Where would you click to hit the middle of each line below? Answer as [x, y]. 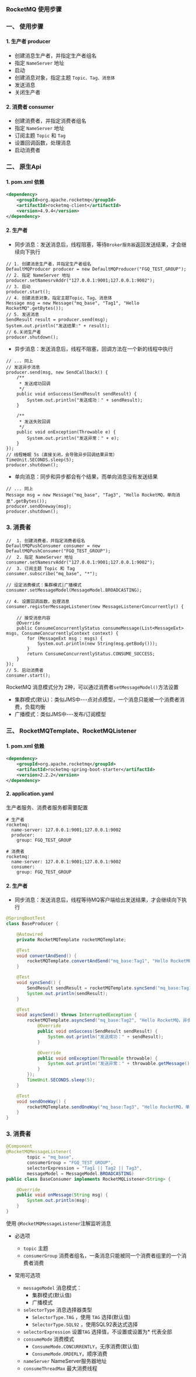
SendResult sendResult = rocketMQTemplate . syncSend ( [92, 988]
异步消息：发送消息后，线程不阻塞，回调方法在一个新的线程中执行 [94, 348]
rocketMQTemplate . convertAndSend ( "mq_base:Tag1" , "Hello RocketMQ [109, 961]
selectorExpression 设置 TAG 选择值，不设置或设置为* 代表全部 [97, 1331]
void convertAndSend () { [47, 956]
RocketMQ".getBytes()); [35, 308]
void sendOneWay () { [41, 1101]
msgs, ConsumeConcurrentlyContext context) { [62, 634]
